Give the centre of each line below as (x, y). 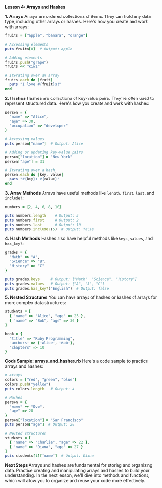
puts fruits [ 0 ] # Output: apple (39, 49)
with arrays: (17, 27)
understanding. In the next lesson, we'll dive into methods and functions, (77, 475)
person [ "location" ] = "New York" (39, 157)
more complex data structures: (36, 303)
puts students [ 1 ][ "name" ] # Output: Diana (50, 456)
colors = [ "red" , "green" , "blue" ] (41, 380)
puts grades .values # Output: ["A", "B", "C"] (55, 284)
